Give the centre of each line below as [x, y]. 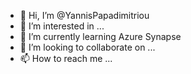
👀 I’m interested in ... [62, 26]
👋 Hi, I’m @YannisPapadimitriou [84, 15]
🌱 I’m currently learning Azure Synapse [100, 36]
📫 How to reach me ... [66, 58]
